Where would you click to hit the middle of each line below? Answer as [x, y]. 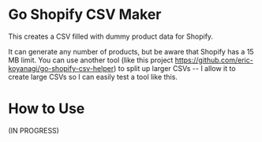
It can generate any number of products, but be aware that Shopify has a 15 [131, 51]
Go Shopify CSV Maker [85, 15]
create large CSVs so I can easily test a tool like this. [93, 77]
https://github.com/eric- [214, 60]
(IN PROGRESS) [34, 130]
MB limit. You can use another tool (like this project [91, 60]
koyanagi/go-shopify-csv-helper [61, 68]
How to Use [47, 109]
